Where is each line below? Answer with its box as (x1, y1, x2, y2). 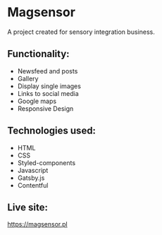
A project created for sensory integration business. (7, 28, 155, 36)
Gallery (17, 74, 39, 83)
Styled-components (17, 158, 76, 167)
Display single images (17, 82, 81, 90)
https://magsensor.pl (7, 220, 68, 229)
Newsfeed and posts (17, 66, 78, 75)
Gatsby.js (17, 174, 45, 182)
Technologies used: (7, 125, 96, 137)
